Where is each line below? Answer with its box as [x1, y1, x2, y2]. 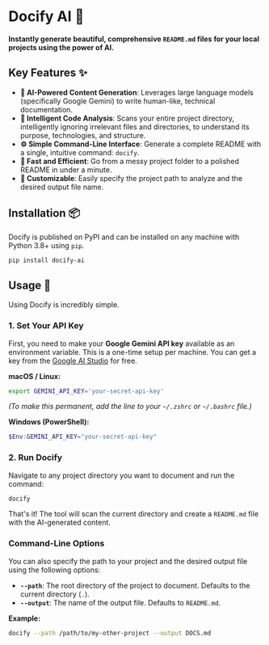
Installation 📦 [8, 206, 81, 221]
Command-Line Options [8, 537, 105, 549]
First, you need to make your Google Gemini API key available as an [8, 339, 235, 348]
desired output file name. [19, 182, 104, 192]
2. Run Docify [8, 452, 63, 463]
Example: [8, 613, 41, 623]
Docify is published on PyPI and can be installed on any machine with [8, 232, 240, 242]
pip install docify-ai [8, 256, 85, 264]
